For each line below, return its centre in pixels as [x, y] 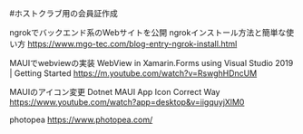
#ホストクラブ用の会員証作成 [64, 13]
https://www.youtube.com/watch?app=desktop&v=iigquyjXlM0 [127, 102]
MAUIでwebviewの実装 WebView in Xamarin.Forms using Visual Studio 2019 [151, 63]
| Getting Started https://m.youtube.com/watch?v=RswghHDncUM [133, 73]
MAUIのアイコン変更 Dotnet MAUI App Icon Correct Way [115, 92]
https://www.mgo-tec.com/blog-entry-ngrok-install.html [132, 44]
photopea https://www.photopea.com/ [81, 120]
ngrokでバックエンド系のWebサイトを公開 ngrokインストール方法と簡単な [148, 33]
